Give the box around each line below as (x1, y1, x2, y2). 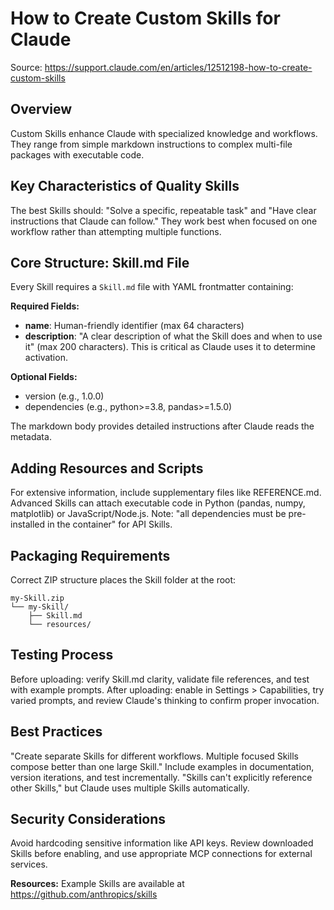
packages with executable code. (10, 148, 145, 161)
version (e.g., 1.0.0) (24, 390, 105, 402)
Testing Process (10, 647, 114, 664)
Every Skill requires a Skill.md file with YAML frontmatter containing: (10, 281, 294, 293)
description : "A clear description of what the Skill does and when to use (24, 330, 323, 342)
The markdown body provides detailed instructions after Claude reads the (10, 420, 315, 432)
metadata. (10, 431, 52, 443)
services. (10, 858, 48, 871)
